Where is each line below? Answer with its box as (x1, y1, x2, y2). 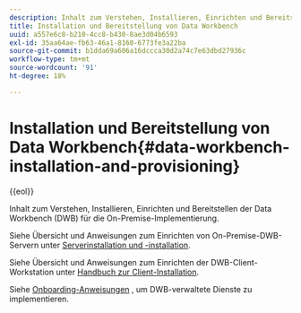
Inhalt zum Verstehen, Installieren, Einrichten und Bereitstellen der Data (9, 203, 272, 213)
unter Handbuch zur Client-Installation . (56, 266, 200, 277)
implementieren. (9, 293, 70, 304)
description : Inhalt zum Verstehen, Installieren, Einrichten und (9, 13, 262, 22)
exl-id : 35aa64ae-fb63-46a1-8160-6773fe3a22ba (9, 38, 186, 48)
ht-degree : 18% (9, 72, 66, 81)
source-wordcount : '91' (9, 64, 99, 73)
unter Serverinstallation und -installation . (40, 239, 191, 250)
